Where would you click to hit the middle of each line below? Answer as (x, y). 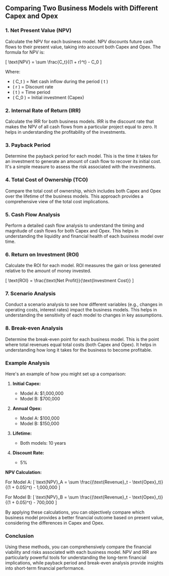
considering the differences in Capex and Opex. (55, 523)
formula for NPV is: (25, 52)
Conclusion (20, 536)
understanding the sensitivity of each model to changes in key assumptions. (84, 315)
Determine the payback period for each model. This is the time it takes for (82, 156)
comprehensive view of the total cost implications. (57, 201)
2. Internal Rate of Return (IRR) (43, 110)
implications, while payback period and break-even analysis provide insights (84, 563)
